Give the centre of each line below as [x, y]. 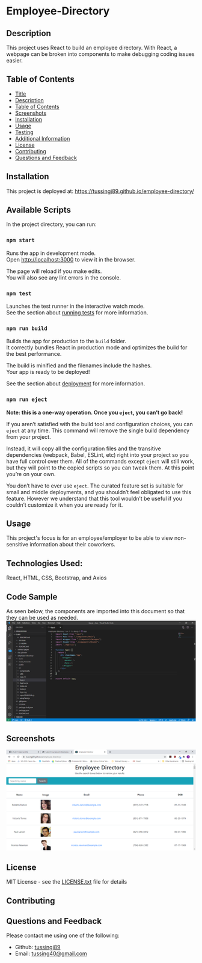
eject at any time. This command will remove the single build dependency [98, 430]
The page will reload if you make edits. [54, 271]
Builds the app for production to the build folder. [66, 341]
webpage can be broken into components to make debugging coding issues [100, 54]
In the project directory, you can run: [51, 224]
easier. [14, 60]
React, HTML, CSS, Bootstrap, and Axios [57, 578]
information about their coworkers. [72, 545]
